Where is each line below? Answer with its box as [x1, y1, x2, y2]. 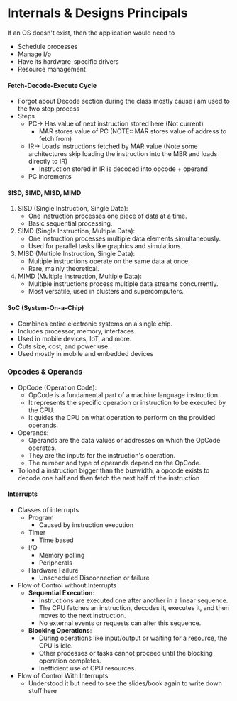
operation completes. [38, 656, 101, 665]
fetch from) [38, 135, 72, 143]
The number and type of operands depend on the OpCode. [28, 458, 202, 467]
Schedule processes [17, 42, 78, 50]
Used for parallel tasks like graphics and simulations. [28, 242, 183, 250]
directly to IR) [28, 158, 68, 166]
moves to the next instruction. [38, 612, 126, 620]
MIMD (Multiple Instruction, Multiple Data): [17, 272, 142, 281]
